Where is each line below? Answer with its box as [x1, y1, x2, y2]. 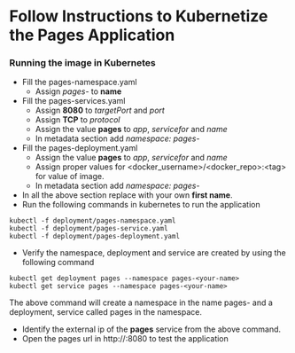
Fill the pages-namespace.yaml [21, 77, 137, 88]
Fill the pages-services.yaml [21, 96, 126, 106]
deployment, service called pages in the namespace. [9, 307, 202, 318]
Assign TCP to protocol [35, 114, 120, 125]
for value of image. [35, 171, 105, 182]
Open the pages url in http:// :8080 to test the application [21, 333, 229, 344]
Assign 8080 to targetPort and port [35, 105, 166, 116]
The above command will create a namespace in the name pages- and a [9, 297, 273, 308]
